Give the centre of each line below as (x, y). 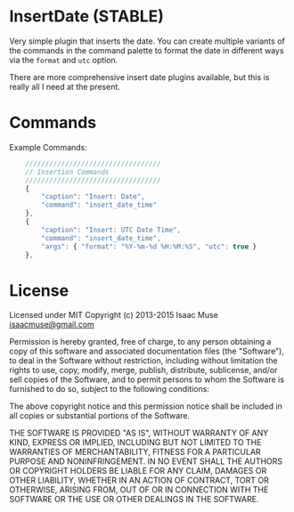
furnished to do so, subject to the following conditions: (109, 389)
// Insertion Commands (67, 172)
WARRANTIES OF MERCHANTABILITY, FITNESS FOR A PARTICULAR (135, 452)
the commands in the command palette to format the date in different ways (147, 50)
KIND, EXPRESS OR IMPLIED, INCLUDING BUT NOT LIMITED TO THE (135, 443)
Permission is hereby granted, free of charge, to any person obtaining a (140, 342)
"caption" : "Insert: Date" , (93, 197)
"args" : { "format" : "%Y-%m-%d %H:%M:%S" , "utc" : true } (149, 247)
